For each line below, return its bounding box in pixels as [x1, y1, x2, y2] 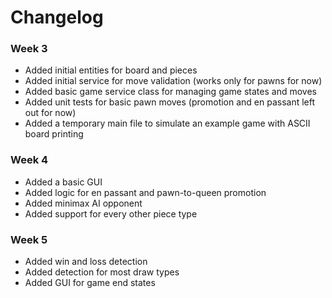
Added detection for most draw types [24, 266, 180, 278]
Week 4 [10, 153, 49, 167]
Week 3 [10, 42, 48, 56]
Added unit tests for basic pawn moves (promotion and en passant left [24, 96, 316, 108]
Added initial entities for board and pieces [24, 64, 198, 76]
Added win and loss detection [24, 256, 148, 268]
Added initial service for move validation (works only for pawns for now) [24, 75, 323, 87]
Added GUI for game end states [24, 277, 156, 289]
